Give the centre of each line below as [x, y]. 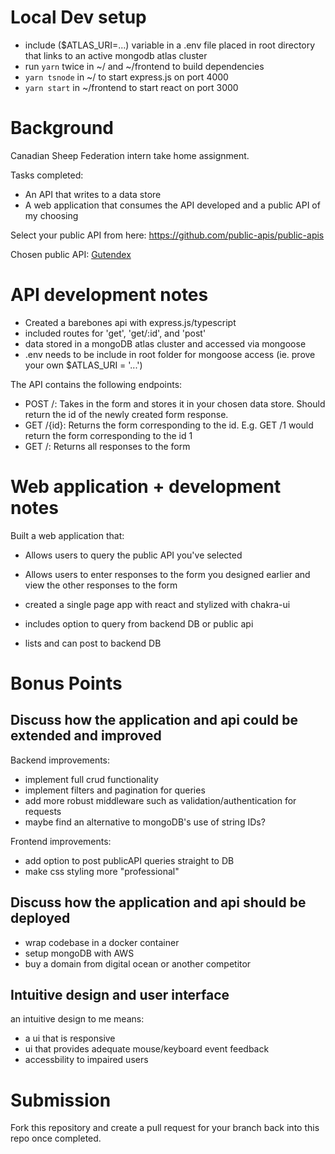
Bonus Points [66, 683]
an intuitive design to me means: [77, 1019]
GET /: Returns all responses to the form [107, 446]
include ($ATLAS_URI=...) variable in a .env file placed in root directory [170, 45]
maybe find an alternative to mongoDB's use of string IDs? [145, 822]
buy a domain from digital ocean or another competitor [138, 963]
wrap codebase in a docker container [102, 942]
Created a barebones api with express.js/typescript [130, 322]
